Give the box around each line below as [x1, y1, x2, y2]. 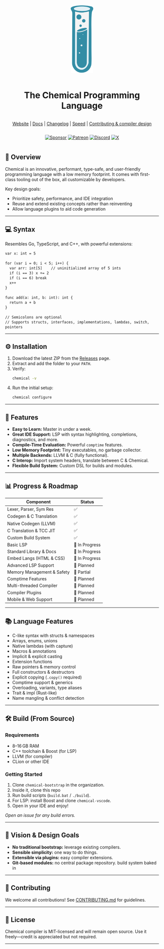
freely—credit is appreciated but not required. [5, 934, 97, 940]
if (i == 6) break [9, 275, 47, 280]
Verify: [12, 366, 26, 372]
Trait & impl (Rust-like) [12, 690, 57, 696]
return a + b [9, 300, 36, 305]
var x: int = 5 [5, 251, 36, 256]
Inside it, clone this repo [12, 787, 61, 793]
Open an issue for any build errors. [5, 813, 76, 818]
